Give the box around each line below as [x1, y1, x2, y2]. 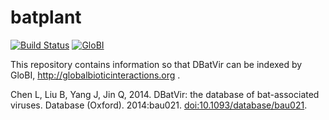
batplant [10, 6, 82, 29]
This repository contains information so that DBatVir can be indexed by [10, 58, 303, 70]
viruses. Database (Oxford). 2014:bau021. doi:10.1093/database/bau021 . [10, 99, 308, 111]
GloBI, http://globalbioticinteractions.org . [10, 69, 181, 81]
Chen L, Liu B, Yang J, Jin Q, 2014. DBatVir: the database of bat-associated [10, 88, 320, 100]
